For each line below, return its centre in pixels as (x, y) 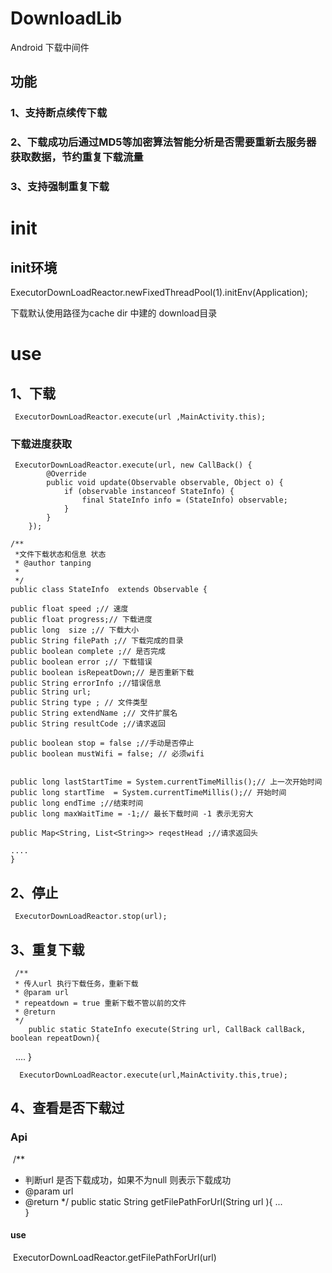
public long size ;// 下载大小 (75, 630)
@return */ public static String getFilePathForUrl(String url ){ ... (153, 1201)
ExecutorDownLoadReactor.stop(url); (91, 917)
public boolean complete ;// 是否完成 (88, 652)
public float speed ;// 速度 (69, 609)
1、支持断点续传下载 (59, 113)
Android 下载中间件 (50, 47)
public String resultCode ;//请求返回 (88, 724)
